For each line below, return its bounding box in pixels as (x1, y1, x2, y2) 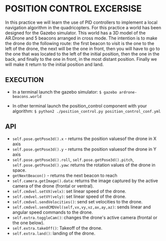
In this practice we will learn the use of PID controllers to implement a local (5, 19, 158, 25)
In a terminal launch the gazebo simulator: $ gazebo (12, 89, 117, 95)
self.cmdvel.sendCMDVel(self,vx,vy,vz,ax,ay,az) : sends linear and (12, 204, 151, 210)
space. (12, 167, 26, 173)
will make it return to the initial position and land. (5, 61, 104, 67)
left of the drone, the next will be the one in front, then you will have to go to (5, 46, 160, 51)
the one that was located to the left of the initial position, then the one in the (5, 50, 160, 57)
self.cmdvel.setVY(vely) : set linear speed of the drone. (12, 193, 126, 199)
